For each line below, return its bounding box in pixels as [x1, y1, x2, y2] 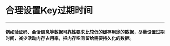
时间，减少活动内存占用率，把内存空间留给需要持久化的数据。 [5, 35, 134, 41]
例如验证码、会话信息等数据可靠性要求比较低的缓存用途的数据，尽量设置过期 [5, 29, 165, 35]
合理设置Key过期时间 [5, 5, 93, 16]
